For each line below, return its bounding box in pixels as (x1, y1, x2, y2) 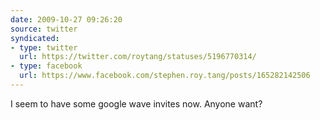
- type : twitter (10, 42, 78, 53)
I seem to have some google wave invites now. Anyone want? (10, 97, 263, 110)
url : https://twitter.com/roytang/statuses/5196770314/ (19, 52, 257, 62)
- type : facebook (10, 61, 83, 71)
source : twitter (10, 24, 78, 34)
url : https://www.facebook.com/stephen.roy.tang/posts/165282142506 (19, 71, 311, 81)
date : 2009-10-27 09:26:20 (10, 14, 123, 25)
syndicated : (10, 33, 60, 43)
